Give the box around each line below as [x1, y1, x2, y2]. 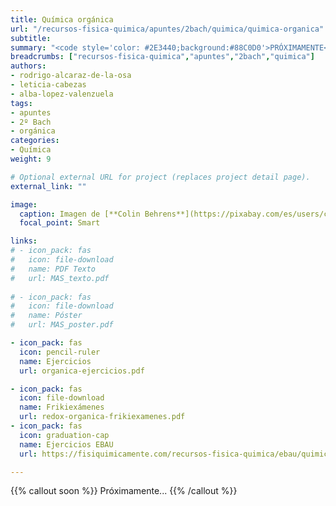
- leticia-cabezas [10, 80, 87, 90]
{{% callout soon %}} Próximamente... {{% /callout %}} [10, 485, 238, 497]
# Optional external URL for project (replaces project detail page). [10, 172, 311, 182]
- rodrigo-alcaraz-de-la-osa [10, 71, 132, 81]
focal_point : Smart [19, 218, 101, 228]
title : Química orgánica [10, 14, 114, 25]
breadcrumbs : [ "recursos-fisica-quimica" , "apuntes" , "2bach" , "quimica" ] [10, 52, 315, 62]
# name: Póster [10, 311, 83, 321]
